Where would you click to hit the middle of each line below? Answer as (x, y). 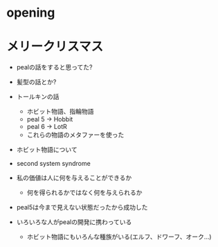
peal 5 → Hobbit (50, 119)
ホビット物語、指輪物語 (60, 112)
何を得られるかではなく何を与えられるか (84, 193)
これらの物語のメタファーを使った (75, 135)
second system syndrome (53, 164)
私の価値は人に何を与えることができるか (74, 178)
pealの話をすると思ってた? (54, 67)
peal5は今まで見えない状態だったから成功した (82, 207)
